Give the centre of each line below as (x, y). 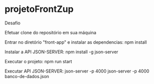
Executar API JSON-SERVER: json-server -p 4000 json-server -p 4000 (77, 71)
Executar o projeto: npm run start (38, 61)
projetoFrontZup (39, 9)
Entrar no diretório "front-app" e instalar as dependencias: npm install (76, 42)
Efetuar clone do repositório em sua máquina (51, 32)
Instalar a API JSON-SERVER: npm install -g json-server (61, 52)
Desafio (13, 23)
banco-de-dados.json (27, 76)
